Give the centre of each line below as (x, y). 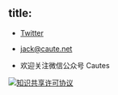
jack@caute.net (46, 49)
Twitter (32, 32)
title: (20, 13)
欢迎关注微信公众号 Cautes (65, 65)
